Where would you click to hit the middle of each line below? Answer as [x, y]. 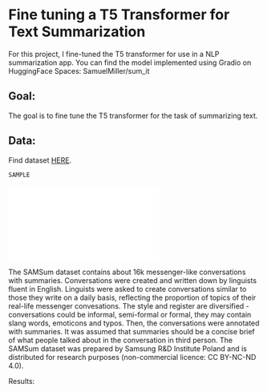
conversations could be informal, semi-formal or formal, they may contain [130, 314]
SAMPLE [19, 175]
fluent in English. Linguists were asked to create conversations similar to [127, 289]
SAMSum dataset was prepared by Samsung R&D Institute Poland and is [127, 348]
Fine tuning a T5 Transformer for [119, 15]
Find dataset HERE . [40, 160]
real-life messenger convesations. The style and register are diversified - [129, 305]
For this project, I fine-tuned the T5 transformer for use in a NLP [114, 54]
